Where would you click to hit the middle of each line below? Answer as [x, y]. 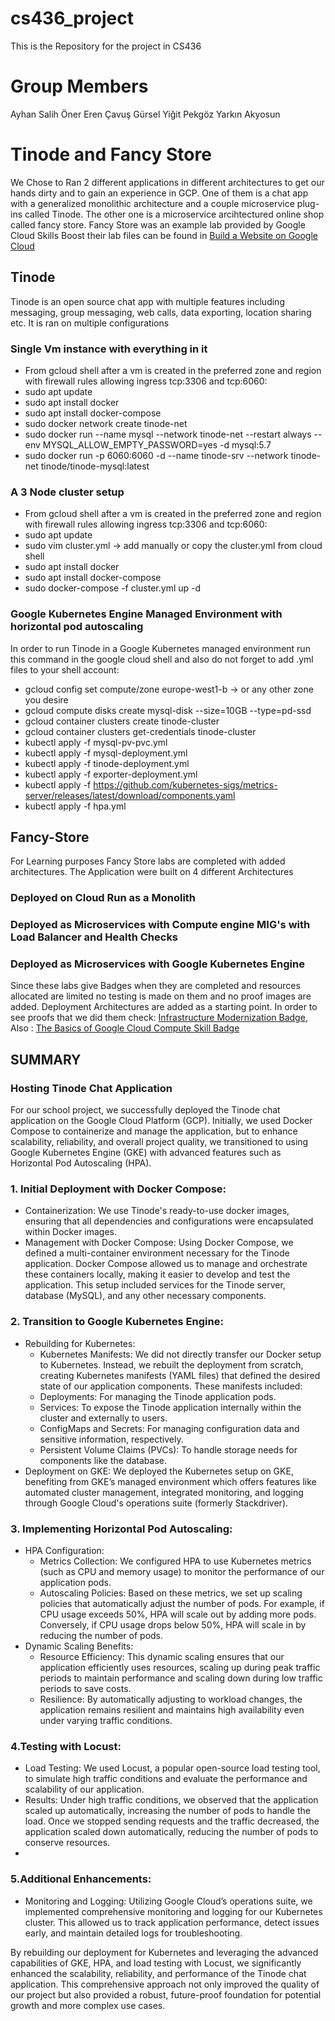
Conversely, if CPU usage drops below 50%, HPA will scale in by [173, 1625]
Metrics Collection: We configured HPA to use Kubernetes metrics [175, 1561]
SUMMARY [46, 1059]
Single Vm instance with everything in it [109, 349]
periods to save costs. [85, 1689]
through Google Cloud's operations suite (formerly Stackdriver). [156, 1503]
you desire [46, 699]
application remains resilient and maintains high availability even [172, 1710]
